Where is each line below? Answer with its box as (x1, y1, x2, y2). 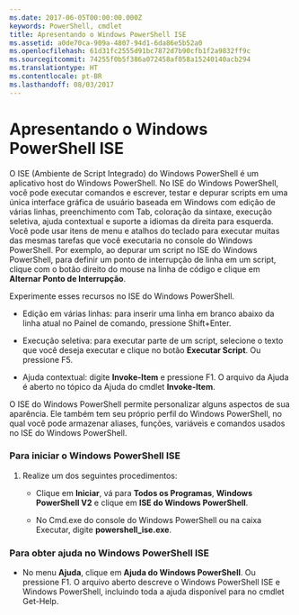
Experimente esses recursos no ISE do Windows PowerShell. (9, 290, 235, 302)
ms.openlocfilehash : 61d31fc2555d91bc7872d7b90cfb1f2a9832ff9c (9, 47, 251, 56)
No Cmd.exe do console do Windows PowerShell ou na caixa (35, 514, 262, 525)
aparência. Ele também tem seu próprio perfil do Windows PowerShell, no (9, 408, 283, 419)
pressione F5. (22, 354, 74, 365)
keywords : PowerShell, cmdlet (9, 22, 123, 31)
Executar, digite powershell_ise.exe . (35, 524, 172, 535)
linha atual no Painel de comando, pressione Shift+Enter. (22, 317, 232, 329)
